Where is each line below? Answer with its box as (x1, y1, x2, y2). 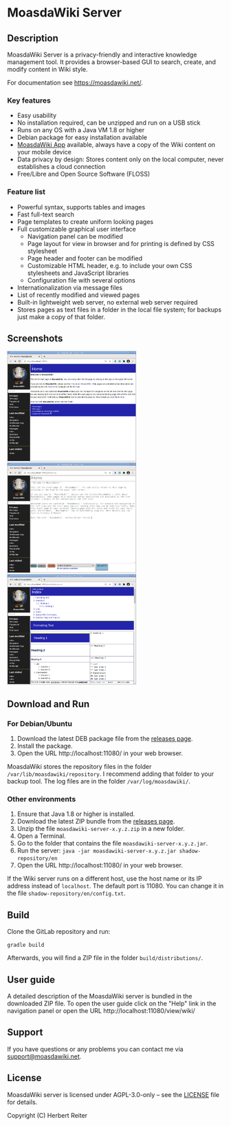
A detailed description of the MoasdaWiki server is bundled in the (7, 992, 192, 1001)
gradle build (7, 942, 45, 949)
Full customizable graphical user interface (16, 225, 136, 233)
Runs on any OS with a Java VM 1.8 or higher (16, 126, 145, 134)
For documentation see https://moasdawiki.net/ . (7, 79, 143, 87)
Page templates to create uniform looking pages (16, 217, 153, 225)
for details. (7, 1098, 38, 1106)
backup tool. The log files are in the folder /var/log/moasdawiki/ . (7, 777, 191, 786)
